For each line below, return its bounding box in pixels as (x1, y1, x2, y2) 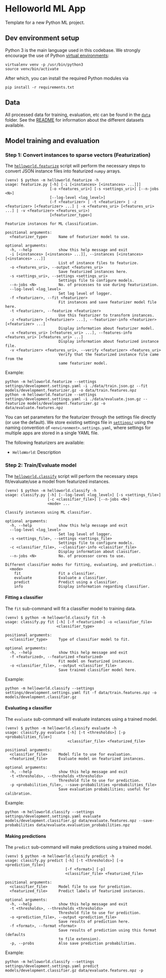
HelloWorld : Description (12, 449, 61, 455)
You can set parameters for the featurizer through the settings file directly (5, 414, 157, 420)
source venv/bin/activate (5, 66, 59, 71)
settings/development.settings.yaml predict (5, 964, 99, 969)
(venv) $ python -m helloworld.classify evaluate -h (5, 725, 117, 730)
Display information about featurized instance (58, 339, 159, 344)
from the (5, 357, 23, 362)
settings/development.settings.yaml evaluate (5, 814, 101, 819)
